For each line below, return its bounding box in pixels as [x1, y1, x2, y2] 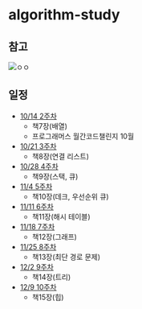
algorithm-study [8, 6, 120, 24]
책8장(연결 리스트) [31, 151, 90, 161]
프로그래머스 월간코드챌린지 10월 [31, 131, 135, 141]
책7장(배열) [31, 121, 68, 130]
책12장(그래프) [31, 232, 78, 241]
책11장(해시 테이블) [31, 212, 91, 221]
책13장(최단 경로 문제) [31, 252, 101, 262]
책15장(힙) [31, 292, 64, 302]
